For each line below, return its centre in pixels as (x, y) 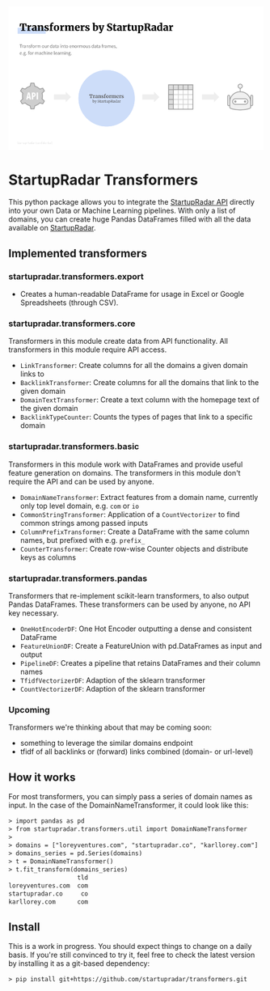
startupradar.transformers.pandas (78, 578)
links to (32, 374)
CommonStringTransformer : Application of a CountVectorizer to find (130, 514)
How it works (42, 777)
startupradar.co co (49, 894)
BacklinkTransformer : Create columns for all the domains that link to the (139, 383)
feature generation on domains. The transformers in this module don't (124, 472)
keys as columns (48, 557)
